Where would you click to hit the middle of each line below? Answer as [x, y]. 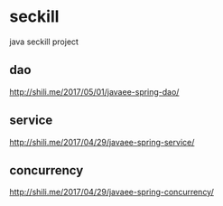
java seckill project [44, 42]
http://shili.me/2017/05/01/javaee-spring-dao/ [94, 91]
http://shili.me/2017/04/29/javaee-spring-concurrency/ [111, 192]
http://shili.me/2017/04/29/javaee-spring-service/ [102, 142]
